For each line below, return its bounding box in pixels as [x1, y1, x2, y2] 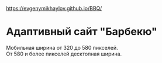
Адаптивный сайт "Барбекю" [6, 25, 157, 38]
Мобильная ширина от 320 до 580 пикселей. [6, 44, 118, 51]
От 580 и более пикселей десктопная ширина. [6, 50, 122, 57]
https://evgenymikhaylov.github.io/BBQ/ [6, 5, 102, 12]
